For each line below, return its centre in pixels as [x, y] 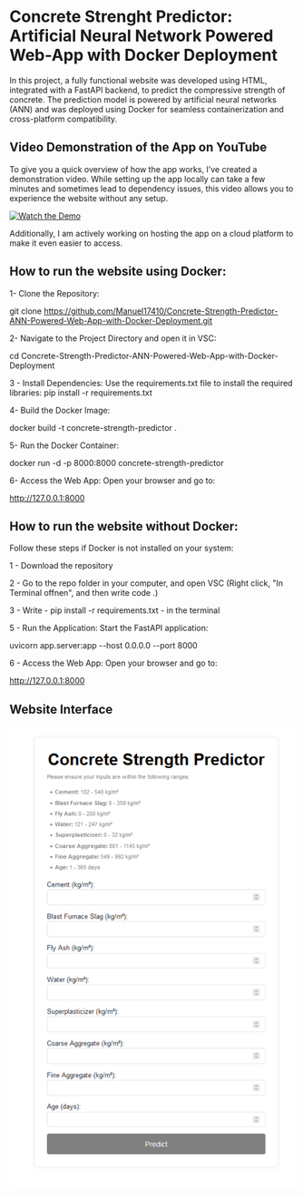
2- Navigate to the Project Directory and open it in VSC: [113, 338]
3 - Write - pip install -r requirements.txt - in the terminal [115, 610]
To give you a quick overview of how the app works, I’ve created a [133, 169]
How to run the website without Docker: [124, 526]
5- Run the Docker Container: [64, 445]
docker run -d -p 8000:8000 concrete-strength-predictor [117, 462]
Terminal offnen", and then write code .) [84, 593]
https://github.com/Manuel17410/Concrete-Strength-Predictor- [161, 311]
